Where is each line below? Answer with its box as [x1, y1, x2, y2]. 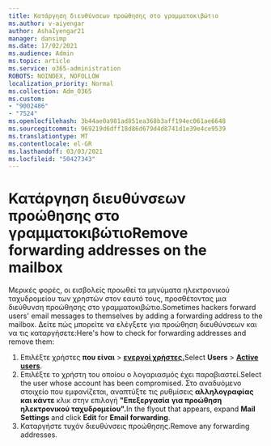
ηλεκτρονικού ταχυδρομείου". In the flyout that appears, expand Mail [19, 404, 256, 414]
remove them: [8, 337, 55, 346]
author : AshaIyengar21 [8, 27, 85, 35]
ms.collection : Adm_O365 [8, 87, 92, 96]
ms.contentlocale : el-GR [8, 139, 92, 148]
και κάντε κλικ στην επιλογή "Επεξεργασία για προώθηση [19, 396, 222, 406]
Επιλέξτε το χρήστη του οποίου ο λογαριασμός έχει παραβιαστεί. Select [19, 370, 261, 380]
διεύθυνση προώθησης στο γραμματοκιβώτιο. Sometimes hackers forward [8, 303, 256, 312]
